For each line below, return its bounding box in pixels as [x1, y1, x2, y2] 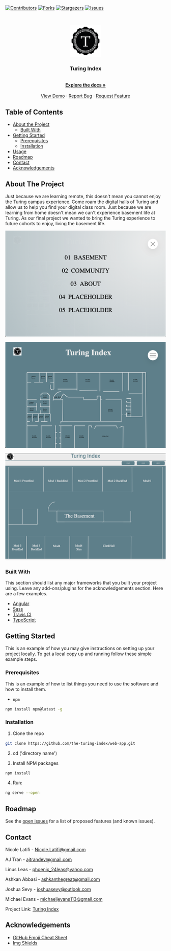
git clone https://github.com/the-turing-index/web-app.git [5, 741, 136, 746]
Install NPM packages [12, 760, 59, 766]
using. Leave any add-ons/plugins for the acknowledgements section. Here [5, 585, 163, 591]
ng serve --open [5, 790, 40, 795]
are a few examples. [5, 591, 48, 597]
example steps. [5, 656, 37, 662]
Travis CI [12, 612, 32, 618]
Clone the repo [12, 730, 44, 737]
